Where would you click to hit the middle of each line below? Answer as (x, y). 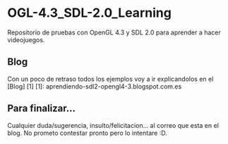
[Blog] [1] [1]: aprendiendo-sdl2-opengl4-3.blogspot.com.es (95, 86)
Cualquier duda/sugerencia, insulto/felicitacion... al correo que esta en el (113, 125)
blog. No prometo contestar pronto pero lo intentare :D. (87, 133)
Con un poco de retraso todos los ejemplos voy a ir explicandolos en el (110, 79)
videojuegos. (26, 39)
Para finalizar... (42, 109)
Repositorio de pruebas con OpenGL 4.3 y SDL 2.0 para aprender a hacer (114, 32)
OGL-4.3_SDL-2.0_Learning (89, 13)
